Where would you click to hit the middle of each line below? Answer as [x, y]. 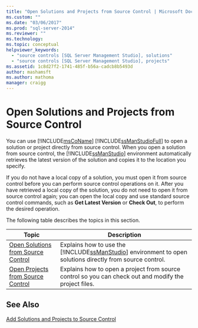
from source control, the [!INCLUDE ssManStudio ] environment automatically [99, 153]
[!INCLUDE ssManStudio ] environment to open [123, 252]
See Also [23, 305]
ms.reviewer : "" [26, 34]
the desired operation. [33, 209]
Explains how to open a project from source [120, 269]
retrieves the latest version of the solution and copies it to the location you [96, 159]
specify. [16, 166]
